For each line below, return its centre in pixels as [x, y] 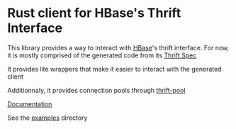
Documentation [30, 103]
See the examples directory [47, 118]
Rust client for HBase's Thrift [94, 13]
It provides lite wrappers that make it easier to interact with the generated [114, 69]
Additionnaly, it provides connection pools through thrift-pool [96, 90]
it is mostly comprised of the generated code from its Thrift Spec [102, 55]
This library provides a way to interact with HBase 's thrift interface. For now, [118, 47]
